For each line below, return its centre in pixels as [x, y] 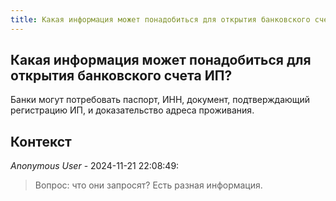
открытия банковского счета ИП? [121, 76]
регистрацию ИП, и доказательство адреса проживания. [132, 110]
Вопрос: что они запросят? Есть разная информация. [148, 185]
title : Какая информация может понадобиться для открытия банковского [160, 19]
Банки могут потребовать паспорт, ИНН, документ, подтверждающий [160, 100]
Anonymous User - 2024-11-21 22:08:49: [95, 166]
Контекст [41, 141]
